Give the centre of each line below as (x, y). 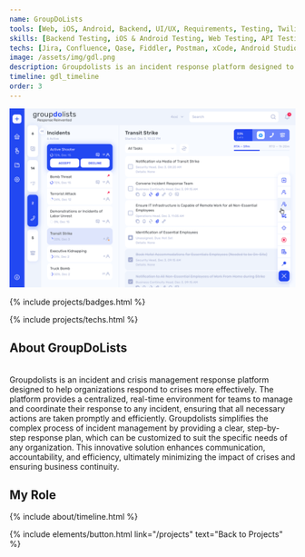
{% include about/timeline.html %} (74, 517)
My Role (33, 495)
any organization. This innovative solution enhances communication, (138, 447)
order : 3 (26, 86)
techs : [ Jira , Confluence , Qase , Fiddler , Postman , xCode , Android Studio (154, 48)
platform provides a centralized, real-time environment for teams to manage (151, 399)
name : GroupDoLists (46, 19)
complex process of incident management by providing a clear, (127, 428)
